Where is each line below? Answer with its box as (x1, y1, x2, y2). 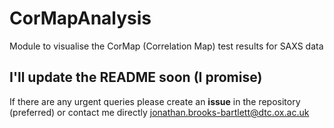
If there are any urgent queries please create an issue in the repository (9, 95, 301, 107)
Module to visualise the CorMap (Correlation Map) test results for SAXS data (9, 40, 324, 52)
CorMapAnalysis (9, 7, 152, 30)
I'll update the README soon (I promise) (9, 69, 263, 86)
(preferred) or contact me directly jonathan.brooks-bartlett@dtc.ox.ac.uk (9, 106, 310, 118)
